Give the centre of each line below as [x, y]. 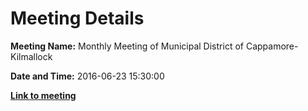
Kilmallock [31, 56]
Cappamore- [272, 46]
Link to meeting [43, 95]
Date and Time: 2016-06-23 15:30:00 [87, 76]
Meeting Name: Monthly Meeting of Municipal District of [127, 46]
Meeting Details [77, 18]
